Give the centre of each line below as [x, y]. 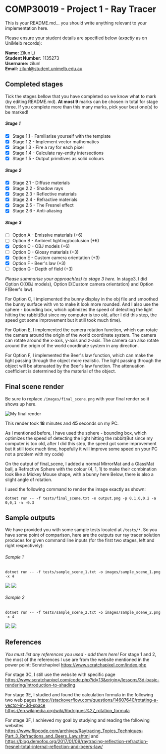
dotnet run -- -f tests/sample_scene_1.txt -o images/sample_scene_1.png [83, 572]
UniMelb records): [24, 43]
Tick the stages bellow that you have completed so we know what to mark [81, 96]
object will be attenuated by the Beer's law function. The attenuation [75, 366]
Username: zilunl [23, 63]
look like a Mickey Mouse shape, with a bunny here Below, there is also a [79, 474]
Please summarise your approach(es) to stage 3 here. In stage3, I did [76, 279]
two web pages [21, 700]
